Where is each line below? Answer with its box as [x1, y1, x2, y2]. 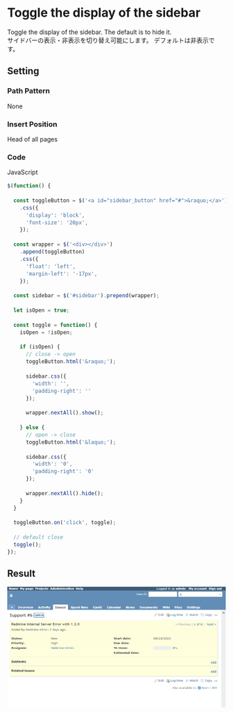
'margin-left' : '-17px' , [25, 270, 98, 277]
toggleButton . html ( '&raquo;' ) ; [25, 358, 116, 365]
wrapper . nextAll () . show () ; [25, 410, 104, 417]
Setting [7, 65, 40, 77]
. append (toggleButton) [19, 249, 85, 255]
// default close [13, 534, 64, 541]
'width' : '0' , [32, 460, 73, 468]
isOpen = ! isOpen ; [19, 328, 73, 336]
